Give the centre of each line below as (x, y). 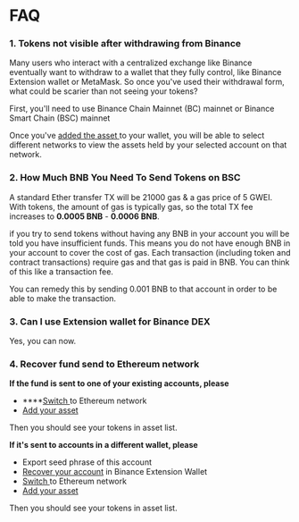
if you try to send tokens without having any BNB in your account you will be (149, 233)
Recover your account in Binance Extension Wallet (115, 472)
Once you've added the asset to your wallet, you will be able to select (137, 136)
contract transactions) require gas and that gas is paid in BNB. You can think (149, 262)
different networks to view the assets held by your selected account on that (148, 145)
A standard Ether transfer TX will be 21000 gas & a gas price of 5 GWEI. (141, 197)
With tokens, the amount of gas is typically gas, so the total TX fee (131, 206)
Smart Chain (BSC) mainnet (60, 118)
